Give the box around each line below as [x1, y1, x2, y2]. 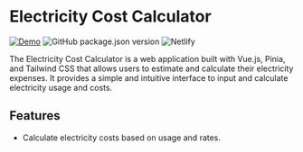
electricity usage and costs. [9, 82, 113, 93]
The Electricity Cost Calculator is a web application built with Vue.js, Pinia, [9, 53, 286, 64]
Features [9, 108, 61, 123]
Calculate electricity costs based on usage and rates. [22, 132, 222, 143]
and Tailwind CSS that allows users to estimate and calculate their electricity [9, 63, 294, 74]
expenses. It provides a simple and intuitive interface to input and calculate [9, 72, 289, 83]
